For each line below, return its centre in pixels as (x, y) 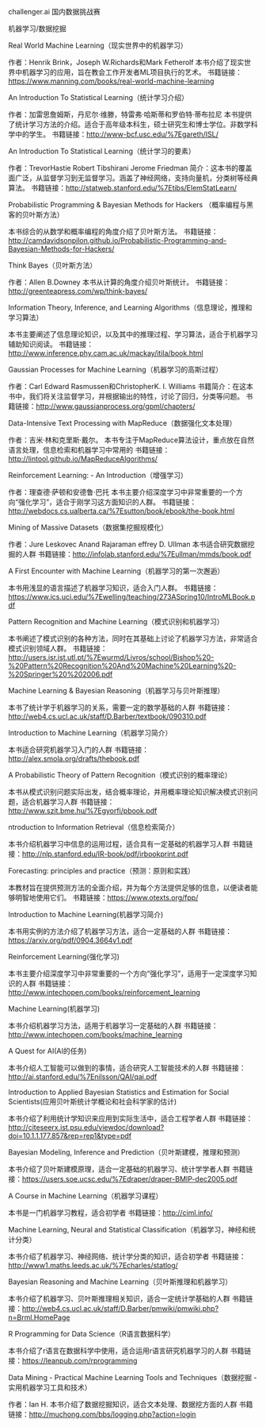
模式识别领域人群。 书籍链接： (58, 648)
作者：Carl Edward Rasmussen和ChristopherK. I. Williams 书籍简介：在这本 (131, 386)
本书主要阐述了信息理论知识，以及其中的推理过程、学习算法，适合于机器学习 (133, 334)
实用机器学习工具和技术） (50, 1387)
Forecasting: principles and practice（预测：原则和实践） (102, 871)
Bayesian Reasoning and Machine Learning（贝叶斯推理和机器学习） (120, 1282)
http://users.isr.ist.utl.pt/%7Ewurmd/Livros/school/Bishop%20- (111, 657)
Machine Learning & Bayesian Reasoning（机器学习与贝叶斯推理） (116, 690)
